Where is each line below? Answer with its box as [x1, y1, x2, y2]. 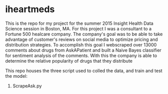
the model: [5, 73, 28, 79]
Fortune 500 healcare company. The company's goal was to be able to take [5, 31, 163, 37]
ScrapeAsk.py [12, 82, 42, 89]
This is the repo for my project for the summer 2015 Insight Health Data [5, 20, 153, 26]
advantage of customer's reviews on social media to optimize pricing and [5, 36, 158, 42]
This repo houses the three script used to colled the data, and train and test [5, 67, 163, 74]
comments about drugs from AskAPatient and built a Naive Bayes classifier [5, 47, 162, 53]
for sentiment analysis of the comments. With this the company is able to [5, 52, 157, 59]
